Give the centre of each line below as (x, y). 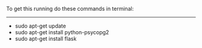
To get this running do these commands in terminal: (70, 9)
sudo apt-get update (40, 26)
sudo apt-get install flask (46, 39)
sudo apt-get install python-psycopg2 (62, 32)
